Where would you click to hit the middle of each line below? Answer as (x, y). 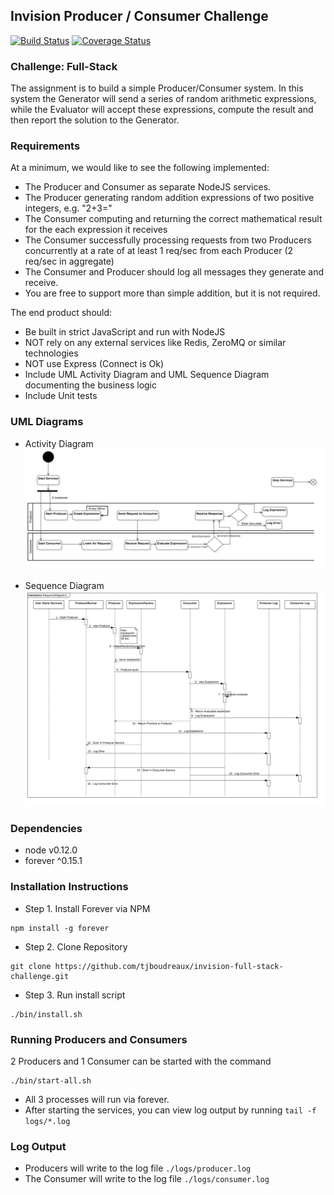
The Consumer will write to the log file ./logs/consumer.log (147, 1179)
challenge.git (40, 976)
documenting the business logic (91, 385)
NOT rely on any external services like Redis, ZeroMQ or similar (155, 343)
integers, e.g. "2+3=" (68, 208)
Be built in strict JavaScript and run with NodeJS (125, 332)
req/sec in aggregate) (69, 261)
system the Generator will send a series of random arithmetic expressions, (163, 99)
